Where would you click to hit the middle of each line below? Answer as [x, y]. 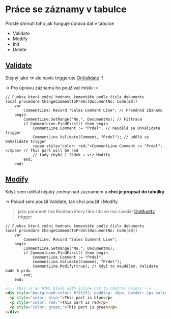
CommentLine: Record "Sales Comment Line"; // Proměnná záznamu [93, 110]
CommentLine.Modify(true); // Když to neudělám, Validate [95, 266]
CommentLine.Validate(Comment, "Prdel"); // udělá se [91, 137]
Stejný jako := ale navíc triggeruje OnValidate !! [54, 78]
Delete [20, 49]
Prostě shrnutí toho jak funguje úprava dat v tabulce [60, 23]
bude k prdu [18, 271]
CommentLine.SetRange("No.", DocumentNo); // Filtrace [83, 119]
